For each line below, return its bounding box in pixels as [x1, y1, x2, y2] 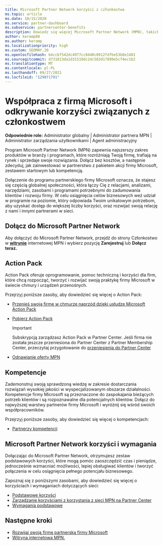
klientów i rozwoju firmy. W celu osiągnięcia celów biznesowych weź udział [5, 192, 156, 198]
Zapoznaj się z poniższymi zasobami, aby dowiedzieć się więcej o [5, 478, 137, 483]
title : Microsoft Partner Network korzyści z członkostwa [5, 7, 125, 12]
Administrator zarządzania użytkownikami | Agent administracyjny [5, 137, 137, 143]
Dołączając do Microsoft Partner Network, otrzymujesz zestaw [5, 452, 130, 459]
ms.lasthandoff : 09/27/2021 [5, 70, 62, 75]
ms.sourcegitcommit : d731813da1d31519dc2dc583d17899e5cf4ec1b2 [5, 57, 136, 62]
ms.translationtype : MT [5, 61, 53, 66]
